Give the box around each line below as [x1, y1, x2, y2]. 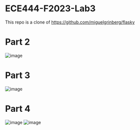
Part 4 [5, 104, 30, 114]
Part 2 [5, 36, 30, 48]
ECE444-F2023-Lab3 [5, 3, 96, 14]
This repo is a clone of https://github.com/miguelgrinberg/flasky [5, 19, 135, 25]
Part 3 [5, 70, 30, 81]
